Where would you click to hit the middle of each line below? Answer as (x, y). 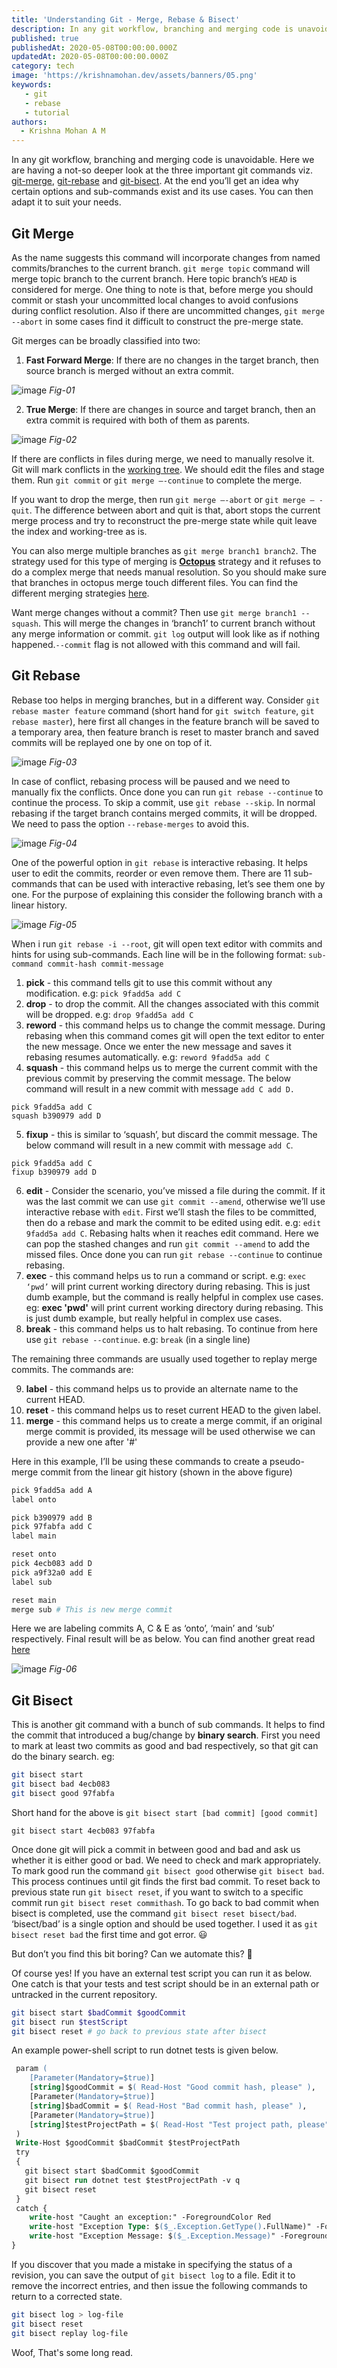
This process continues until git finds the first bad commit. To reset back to (166, 1881)
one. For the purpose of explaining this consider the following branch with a (167, 894)
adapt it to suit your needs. (66, 202)
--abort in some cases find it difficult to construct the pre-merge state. (157, 321)
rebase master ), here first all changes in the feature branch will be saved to (165, 721)
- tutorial (47, 112)
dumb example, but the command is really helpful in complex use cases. (174, 1297)
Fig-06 (63, 1669)
